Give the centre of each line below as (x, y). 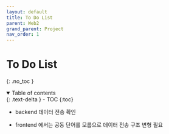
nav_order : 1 (23, 35)
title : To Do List (29, 18)
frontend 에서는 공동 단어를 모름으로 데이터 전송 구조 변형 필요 (89, 125)
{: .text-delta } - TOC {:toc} (40, 99)
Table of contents (34, 93)
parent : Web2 (23, 23)
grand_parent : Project (35, 29)
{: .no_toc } (20, 81)
